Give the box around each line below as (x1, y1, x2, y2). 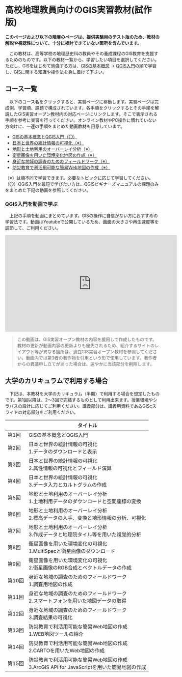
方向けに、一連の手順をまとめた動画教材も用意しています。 (5, 123, 125, 129)
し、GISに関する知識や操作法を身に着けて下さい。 (5, 69, 107, 75)
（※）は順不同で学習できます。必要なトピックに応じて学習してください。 (5, 175, 154, 181)
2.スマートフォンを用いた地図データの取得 (28, 597, 127, 604)
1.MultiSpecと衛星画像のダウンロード (28, 547, 116, 554)
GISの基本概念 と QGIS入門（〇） (12, 134, 78, 140)
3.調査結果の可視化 (28, 614, 73, 621)
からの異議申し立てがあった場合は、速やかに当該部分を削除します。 (17, 361, 155, 367)
